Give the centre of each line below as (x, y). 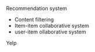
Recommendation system (36, 8)
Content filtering (34, 19)
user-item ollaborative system (50, 32)
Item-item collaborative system (52, 26)
